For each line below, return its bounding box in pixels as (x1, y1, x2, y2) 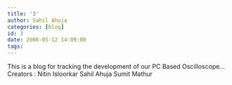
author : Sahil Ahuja (7, 17, 68, 24)
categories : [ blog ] (7, 23, 65, 30)
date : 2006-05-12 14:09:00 (7, 37, 86, 44)
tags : (7, 43, 23, 50)
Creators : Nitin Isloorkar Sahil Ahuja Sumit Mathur (7, 70, 153, 78)
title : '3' (7, 10, 39, 18)
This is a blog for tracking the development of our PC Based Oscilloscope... (7, 63, 225, 70)
